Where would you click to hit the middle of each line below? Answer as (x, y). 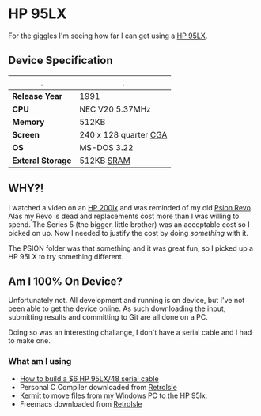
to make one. (30, 341)
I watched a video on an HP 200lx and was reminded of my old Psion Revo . (130, 207)
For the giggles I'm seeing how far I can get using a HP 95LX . (108, 36)
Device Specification (61, 61)
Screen (26, 134)
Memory (28, 122)
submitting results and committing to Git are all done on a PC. (108, 317)
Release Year (38, 96)
